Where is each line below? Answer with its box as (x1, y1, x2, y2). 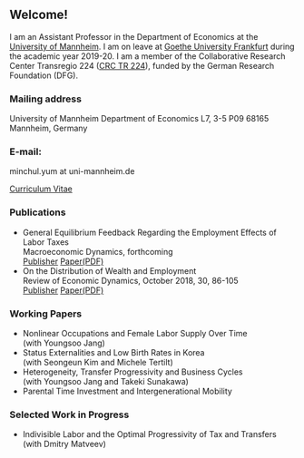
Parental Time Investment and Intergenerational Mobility (22, 385, 233, 396)
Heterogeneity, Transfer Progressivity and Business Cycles (22, 366, 243, 377)
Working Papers (9, 307, 83, 320)
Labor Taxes (22, 236, 70, 248)
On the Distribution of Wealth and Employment (22, 265, 197, 276)
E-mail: (9, 145, 43, 158)
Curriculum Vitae (9, 183, 73, 194)
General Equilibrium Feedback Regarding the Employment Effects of (22, 227, 277, 238)
